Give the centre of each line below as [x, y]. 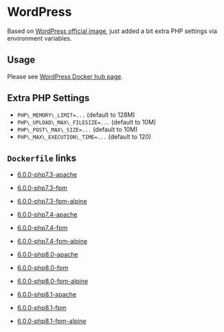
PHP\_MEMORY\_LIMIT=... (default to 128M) [76, 115]
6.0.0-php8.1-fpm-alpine [52, 321]
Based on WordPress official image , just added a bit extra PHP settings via [112, 31]
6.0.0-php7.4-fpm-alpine [52, 241]
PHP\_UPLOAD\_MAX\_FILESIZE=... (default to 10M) [87, 122]
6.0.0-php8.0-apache [47, 254]
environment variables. [40, 38]
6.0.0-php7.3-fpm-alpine [52, 201]
